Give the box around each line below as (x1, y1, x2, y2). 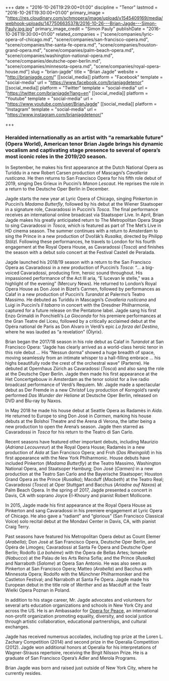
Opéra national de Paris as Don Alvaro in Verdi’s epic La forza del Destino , (5, 323, 159, 330)
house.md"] (5, 69, 30, 75)
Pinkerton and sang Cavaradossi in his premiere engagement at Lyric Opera (5, 508, 162, 514)
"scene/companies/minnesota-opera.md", (5, 63, 93, 69)
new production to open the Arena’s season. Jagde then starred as (5, 424, 144, 430)
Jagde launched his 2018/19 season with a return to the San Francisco (5, 259, 151, 265)
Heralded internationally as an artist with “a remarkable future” (5, 134, 163, 141)
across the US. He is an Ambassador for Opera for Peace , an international (5, 608, 159, 614)
